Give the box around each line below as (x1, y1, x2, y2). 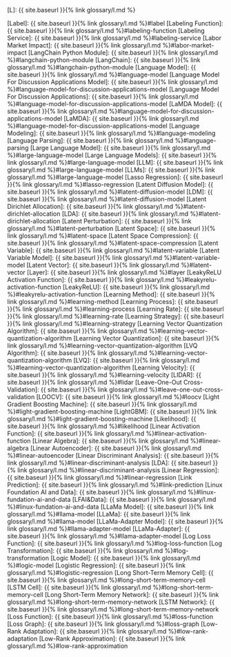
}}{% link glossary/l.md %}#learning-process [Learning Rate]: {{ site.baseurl (7, 305, 224, 313)
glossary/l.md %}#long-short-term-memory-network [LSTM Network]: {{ (7, 598, 215, 606)
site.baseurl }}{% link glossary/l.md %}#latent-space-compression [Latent (7, 239, 219, 247)
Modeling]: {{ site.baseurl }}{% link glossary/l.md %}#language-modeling (7, 129, 216, 137)
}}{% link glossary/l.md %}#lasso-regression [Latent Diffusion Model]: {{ (7, 181, 214, 188)
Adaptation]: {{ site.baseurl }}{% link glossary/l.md (23, 627, 167, 635)
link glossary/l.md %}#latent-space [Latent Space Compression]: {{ (7, 232, 199, 240)
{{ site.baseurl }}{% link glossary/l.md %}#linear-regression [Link (7, 474, 192, 481)
